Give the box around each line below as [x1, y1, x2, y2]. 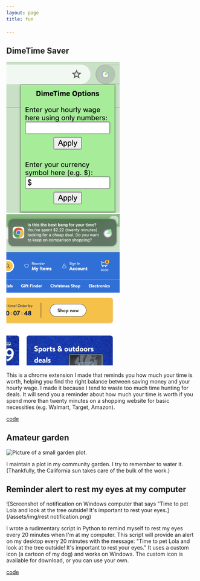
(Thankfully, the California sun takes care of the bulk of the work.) [6, 467, 170, 474]
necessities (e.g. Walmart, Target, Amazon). [6, 403, 115, 411]
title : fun [6, 16, 34, 22]
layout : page [6, 10, 39, 16]
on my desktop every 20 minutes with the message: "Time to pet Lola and [6, 538, 190, 545]
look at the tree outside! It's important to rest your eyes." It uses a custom [6, 544, 189, 551]
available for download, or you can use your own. [6, 557, 129, 564]
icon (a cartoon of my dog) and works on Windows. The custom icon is [6, 550, 183, 558]
